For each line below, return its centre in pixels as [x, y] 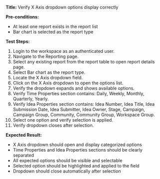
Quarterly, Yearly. [31, 99]
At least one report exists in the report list [55, 26]
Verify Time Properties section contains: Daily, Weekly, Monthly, [79, 93]
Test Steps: [18, 41]
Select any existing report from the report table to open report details [84, 62]
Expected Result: [24, 135]
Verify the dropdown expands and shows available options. [74, 88]
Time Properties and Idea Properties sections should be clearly [78, 150]
